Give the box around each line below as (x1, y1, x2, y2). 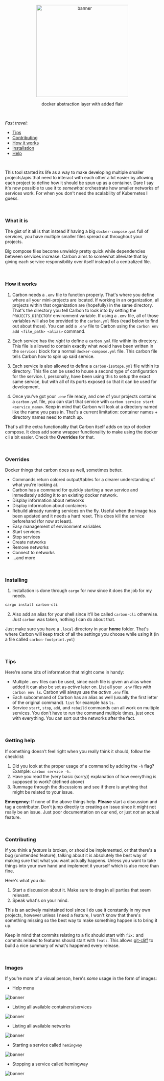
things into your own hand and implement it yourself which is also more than (5, 863, 159, 868)
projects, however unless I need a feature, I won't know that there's (5, 912, 141, 918)
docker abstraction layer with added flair (41, 101, 123, 107)
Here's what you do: (5, 877, 46, 883)
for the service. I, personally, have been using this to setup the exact (12, 373, 151, 379)
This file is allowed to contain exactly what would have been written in (12, 343, 153, 349)
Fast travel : (5, 120, 28, 126)
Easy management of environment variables (12, 523, 101, 529)
